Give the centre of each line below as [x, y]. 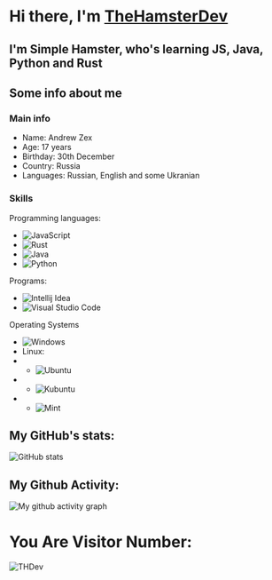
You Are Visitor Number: [101, 542]
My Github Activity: [64, 485]
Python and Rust [56, 63]
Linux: [33, 351]
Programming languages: [55, 218]
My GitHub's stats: [62, 436]
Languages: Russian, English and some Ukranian [111, 176]
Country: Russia [51, 166]
